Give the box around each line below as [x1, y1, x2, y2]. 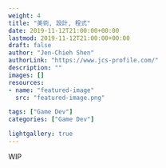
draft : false [8, 42, 52, 50]
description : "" [8, 64, 62, 72]
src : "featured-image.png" [15, 94, 105, 102]
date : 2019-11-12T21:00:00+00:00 [8, 26, 120, 34]
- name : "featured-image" [8, 86, 94, 94]
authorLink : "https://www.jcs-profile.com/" [8, 57, 159, 65]
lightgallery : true [8, 130, 73, 138]
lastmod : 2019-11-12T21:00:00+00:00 [8, 34, 130, 42]
